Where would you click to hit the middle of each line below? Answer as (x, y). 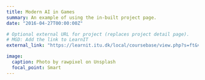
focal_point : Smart (37, 67)
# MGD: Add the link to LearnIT (47, 40)
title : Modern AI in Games (41, 12)
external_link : (26, 45)
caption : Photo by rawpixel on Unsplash (64, 62)
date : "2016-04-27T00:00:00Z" (45, 23)
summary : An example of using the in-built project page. (81, 18)
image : (15, 56)
